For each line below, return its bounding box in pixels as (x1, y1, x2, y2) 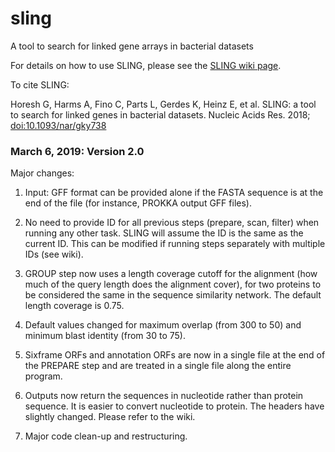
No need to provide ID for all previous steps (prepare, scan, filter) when (24, 217, 320, 229)
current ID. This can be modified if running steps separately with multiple (24, 238, 326, 250)
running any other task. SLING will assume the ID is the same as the (24, 227, 304, 239)
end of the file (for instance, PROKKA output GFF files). (24, 197, 252, 209)
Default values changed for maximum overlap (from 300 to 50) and (24, 319, 302, 331)
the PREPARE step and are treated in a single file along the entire (24, 360, 292, 372)
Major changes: (10, 167, 75, 179)
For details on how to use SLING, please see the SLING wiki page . (10, 59, 282, 71)
